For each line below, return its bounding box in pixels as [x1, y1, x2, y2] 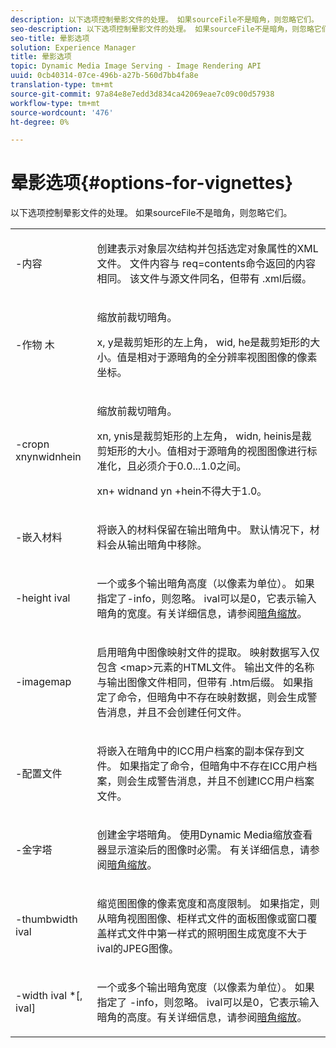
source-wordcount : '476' [10, 107, 114, 118]
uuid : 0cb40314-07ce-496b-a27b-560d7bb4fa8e [10, 71, 199, 81]
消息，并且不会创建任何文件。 [106, 706, 248, 720]
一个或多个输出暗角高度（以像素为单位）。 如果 [96, 577, 315, 591]
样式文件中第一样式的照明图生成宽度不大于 [106, 927, 308, 941]
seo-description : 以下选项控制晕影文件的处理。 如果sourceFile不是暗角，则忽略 [10, 24, 315, 34]
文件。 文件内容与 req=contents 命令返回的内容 [96, 257, 316, 271]
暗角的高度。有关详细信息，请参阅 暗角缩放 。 [96, 1011, 308, 1025]
